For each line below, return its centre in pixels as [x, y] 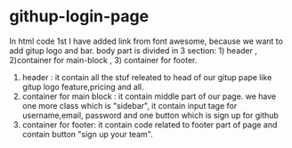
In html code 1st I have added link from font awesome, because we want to [146, 41]
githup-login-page [79, 16]
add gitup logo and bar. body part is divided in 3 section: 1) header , [134, 50]
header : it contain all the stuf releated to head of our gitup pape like [147, 77]
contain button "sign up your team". [87, 134]
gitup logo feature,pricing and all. [83, 86]
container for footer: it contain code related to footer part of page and [150, 124]
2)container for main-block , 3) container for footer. [103, 60]
